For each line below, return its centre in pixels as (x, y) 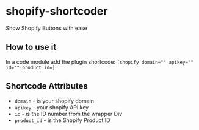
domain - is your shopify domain (54, 101)
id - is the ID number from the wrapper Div (68, 114)
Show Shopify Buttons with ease (47, 28)
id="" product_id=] (31, 67)
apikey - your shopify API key (52, 107)
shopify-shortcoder (57, 11)
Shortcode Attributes (47, 86)
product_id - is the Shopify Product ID (62, 120)
